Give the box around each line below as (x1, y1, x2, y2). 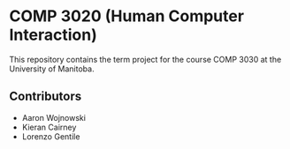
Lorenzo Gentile (21, 130, 80, 142)
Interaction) (9, 25, 97, 45)
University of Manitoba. (9, 63, 95, 74)
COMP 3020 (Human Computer (9, 6, 245, 26)
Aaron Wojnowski (21, 112, 87, 123)
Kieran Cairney (21, 122, 77, 132)
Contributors (9, 89, 82, 104)
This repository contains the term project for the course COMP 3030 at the (9, 54, 282, 64)
